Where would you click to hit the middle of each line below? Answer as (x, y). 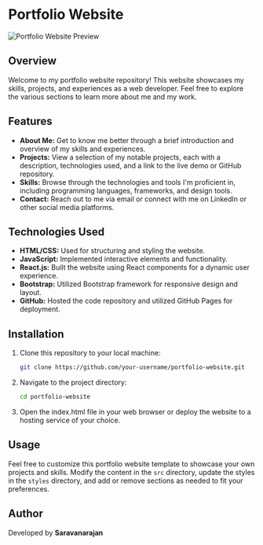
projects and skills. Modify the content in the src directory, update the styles (131, 472)
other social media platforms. (67, 207)
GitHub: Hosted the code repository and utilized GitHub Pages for (126, 301)
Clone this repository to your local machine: (90, 353)
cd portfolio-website (55, 397)
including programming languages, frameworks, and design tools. (126, 190)
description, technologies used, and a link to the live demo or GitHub (130, 165)
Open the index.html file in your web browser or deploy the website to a (135, 411)
